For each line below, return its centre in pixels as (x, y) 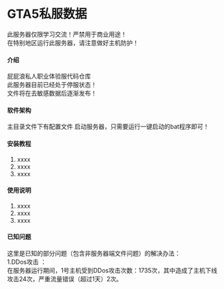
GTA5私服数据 (47, 14)
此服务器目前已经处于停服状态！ (52, 85)
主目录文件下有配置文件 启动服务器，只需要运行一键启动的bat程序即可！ (108, 126)
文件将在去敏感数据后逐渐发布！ (52, 94)
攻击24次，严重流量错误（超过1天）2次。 (65, 279)
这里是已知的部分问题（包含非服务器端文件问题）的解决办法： (94, 253)
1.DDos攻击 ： (27, 262)
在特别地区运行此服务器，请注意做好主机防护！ (73, 42)
